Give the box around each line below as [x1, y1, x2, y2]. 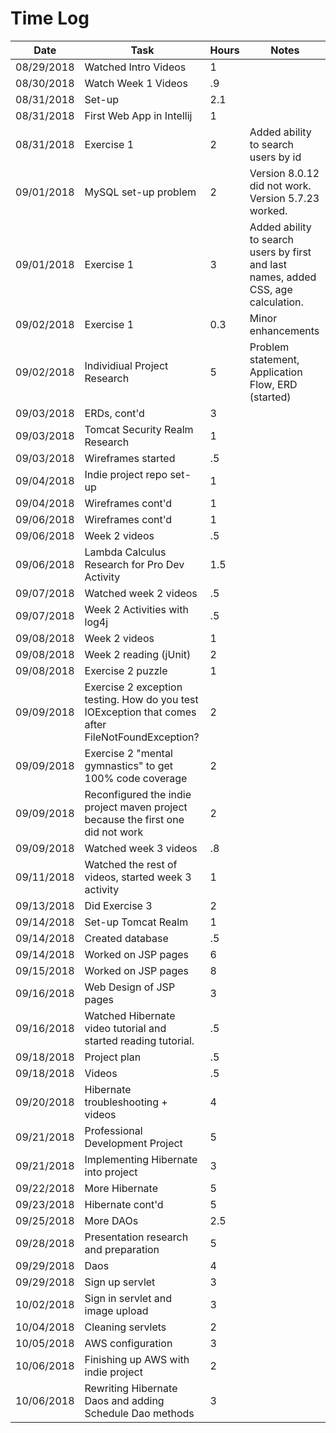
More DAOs [84, 1213, 139, 1227]
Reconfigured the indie [84, 787, 192, 801]
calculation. [249, 295, 304, 309]
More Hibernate [84, 1181, 158, 1195]
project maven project [84, 800, 188, 814]
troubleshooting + [84, 1095, 168, 1109]
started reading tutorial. [84, 1033, 195, 1047]
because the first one [84, 812, 185, 826]
